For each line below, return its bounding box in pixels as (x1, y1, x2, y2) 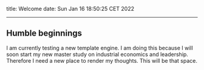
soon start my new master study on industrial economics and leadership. (6, 51, 188, 58)
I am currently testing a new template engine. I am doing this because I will (6, 44, 193, 51)
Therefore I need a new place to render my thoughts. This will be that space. (6, 57, 197, 64)
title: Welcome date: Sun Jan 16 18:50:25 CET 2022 (6, 5, 135, 12)
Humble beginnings (6, 28, 82, 39)
